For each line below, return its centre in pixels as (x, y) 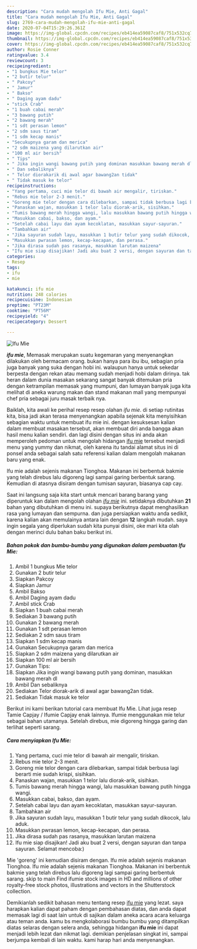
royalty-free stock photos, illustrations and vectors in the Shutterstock (91, 885)
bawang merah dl (36, 678)
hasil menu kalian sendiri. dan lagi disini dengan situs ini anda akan (87, 435)
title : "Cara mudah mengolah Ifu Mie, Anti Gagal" (70, 17)
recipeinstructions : (32, 186)
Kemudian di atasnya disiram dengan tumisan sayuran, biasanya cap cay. (95, 483)
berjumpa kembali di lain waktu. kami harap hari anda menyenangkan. (91, 940)
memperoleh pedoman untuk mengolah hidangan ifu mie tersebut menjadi (96, 441)
